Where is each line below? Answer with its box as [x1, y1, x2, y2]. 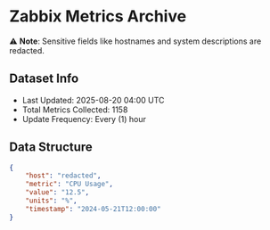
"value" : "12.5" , [25, 188, 90, 197]
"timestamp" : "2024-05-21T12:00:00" [25, 204, 162, 213]
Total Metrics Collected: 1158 [21, 104, 128, 115]
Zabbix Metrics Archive [9, 6, 187, 27]
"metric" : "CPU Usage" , [25, 180, 114, 189]
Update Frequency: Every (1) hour [21, 113, 147, 124]
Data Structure [9, 140, 94, 155]
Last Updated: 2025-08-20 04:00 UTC [21, 94, 165, 105]
